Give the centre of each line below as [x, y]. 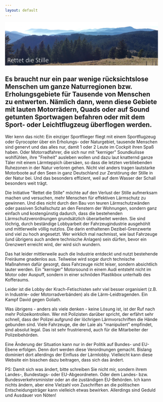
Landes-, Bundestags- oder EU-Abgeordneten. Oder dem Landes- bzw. [77, 374]
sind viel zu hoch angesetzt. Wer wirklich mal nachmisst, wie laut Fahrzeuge [81, 234]
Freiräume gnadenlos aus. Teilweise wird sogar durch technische [70, 259]
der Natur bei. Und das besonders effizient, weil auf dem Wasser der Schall [81, 178]
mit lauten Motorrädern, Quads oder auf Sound [77, 110]
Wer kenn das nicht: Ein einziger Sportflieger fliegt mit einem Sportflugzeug [81, 136]
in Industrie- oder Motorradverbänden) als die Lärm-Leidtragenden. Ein [76, 294]
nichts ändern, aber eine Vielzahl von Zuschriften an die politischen [72, 384]
